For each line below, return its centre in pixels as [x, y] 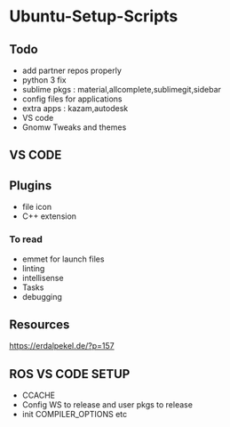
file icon [36, 207]
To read [26, 239]
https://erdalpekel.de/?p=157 [62, 346]
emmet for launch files [63, 259]
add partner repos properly [72, 70]
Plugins [31, 185]
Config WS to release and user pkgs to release [107, 405]
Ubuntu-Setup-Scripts [94, 16]
